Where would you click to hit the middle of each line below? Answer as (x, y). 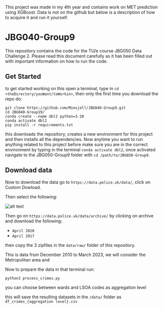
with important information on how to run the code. (57, 61)
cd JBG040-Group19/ (25, 112)
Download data (29, 170)
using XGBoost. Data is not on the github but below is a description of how (80, 12)
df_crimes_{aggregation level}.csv (41, 301)
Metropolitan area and (27, 260)
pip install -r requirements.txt (39, 125)
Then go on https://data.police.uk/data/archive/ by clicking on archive (79, 215)
